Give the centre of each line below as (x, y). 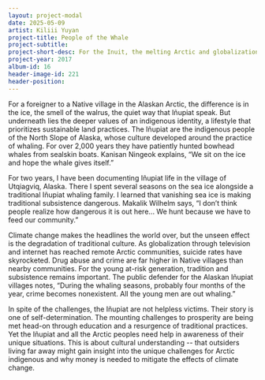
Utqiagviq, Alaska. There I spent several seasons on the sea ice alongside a (131, 186)
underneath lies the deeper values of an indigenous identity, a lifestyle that (130, 121)
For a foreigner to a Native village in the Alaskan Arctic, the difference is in (129, 104)
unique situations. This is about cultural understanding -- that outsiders (124, 342)
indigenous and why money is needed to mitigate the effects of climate (123, 359)
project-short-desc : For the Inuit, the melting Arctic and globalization (134, 52)
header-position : (37, 81)
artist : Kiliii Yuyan (44, 30)
